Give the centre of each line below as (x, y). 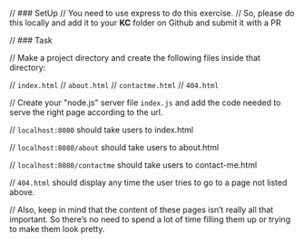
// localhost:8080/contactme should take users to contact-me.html (133, 165)
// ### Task (31, 40)
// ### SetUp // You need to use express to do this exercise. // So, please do (152, 13)
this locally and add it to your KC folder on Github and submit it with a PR (145, 23)
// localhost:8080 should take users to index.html (101, 130)
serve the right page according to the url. (86, 112)
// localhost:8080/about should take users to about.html (114, 147)
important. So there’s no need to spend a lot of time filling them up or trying (150, 219)
